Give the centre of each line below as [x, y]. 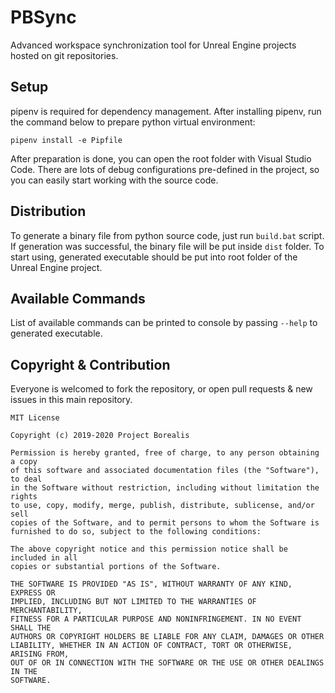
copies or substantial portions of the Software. [116, 567]
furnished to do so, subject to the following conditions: [136, 532]
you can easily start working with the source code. [114, 180]
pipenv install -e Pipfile [66, 140]
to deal [26, 479]
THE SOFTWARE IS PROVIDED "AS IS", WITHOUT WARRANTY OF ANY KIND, [151, 584]
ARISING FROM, [40, 654]
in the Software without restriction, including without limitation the [165, 488]
